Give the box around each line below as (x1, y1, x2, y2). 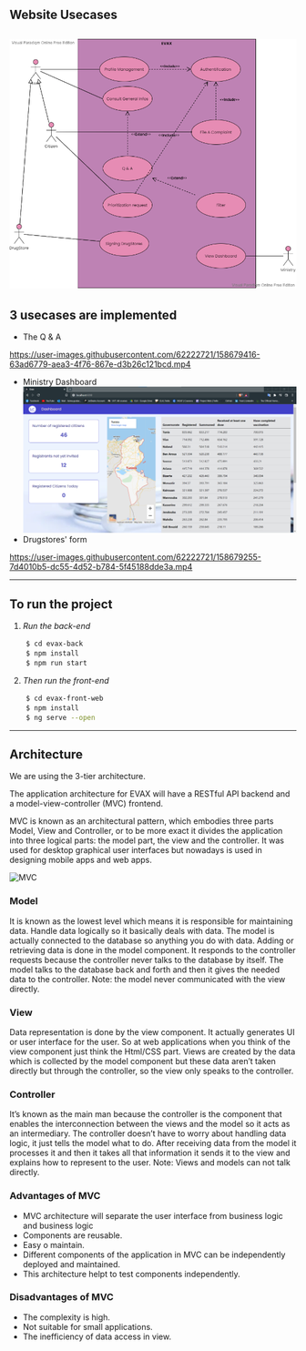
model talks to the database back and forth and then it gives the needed (9, 964, 280, 975)
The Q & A (22, 331, 62, 342)
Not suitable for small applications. (22, 1321, 153, 1332)
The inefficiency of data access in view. (22, 1331, 171, 1342)
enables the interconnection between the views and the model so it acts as (9, 1119, 291, 1130)
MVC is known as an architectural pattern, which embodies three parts (9, 816, 274, 827)
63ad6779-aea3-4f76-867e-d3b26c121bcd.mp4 (9, 359, 191, 370)
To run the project (9, 596, 113, 612)
